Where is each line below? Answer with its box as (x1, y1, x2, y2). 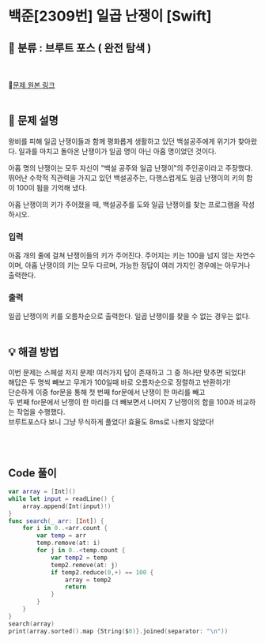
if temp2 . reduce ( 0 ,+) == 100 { (50, 568, 154, 577)
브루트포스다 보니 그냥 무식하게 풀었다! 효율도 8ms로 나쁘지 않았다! (8, 417, 214, 427)
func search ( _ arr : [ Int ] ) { (8, 517, 104, 525)
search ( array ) (8, 619, 55, 628)
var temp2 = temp (50, 554, 108, 562)
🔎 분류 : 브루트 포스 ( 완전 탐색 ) (8, 41, 152, 55)
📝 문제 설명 (8, 114, 59, 127)
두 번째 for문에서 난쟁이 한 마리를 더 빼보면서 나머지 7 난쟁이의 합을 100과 (8, 397, 235, 407)
